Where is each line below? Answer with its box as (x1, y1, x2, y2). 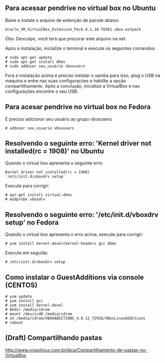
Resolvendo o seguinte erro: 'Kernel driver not (5, 139, 152, 148)
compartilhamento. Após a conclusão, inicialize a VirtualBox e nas (5, 83, 140, 89)
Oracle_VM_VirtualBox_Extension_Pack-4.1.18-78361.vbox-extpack (5, 27, 141, 32)
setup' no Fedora (5, 218, 59, 226)
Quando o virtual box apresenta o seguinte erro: (5, 160, 103, 166)
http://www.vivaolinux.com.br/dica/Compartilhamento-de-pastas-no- (5, 347, 148, 353)
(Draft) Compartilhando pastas (5, 334, 102, 342)
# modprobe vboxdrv (5, 197, 46, 202)
